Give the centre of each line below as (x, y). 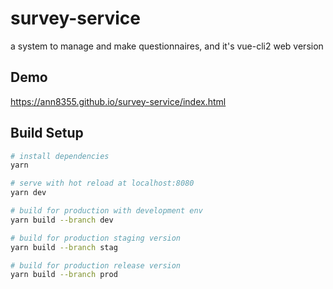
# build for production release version (96, 265)
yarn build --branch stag (64, 247)
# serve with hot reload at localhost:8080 (102, 183)
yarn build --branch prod (64, 275)
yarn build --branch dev (62, 220)
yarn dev (28, 193)
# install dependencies (60, 156)
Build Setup (47, 133)
